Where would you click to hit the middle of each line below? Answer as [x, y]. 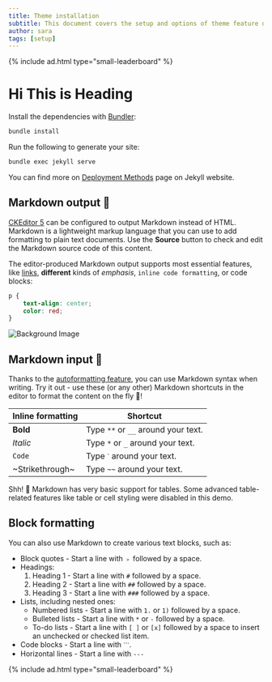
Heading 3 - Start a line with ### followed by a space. [121, 593]
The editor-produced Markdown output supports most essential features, [130, 263]
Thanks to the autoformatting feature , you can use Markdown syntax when [133, 379]
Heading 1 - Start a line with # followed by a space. [117, 575]
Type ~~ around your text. [134, 469]
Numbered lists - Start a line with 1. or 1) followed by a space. [136, 610]
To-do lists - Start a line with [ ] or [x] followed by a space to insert [146, 627]
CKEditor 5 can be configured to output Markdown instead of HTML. [122, 222]
